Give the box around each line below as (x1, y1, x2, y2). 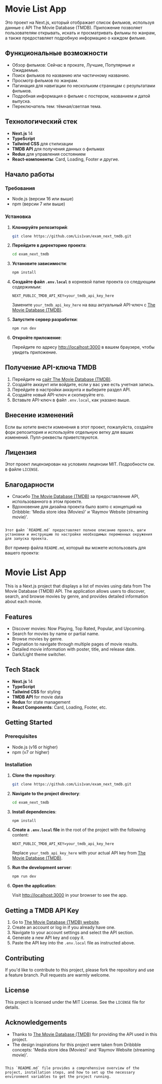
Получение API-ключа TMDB (5, 363, 97, 372)
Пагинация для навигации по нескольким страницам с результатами (12, 83, 156, 89)
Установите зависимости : (12, 261, 68, 267)
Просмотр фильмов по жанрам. (12, 77, 78, 83)
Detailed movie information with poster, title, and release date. (12, 646, 136, 652)
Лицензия (5, 448, 37, 457)
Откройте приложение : (12, 335, 62, 341)
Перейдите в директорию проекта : (12, 242, 87, 249)
